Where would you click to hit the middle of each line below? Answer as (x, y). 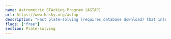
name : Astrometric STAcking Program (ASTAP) (53, 10)
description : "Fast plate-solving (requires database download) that (81, 19)
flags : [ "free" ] (22, 24)
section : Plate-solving (31, 29)
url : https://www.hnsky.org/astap (42, 15)
